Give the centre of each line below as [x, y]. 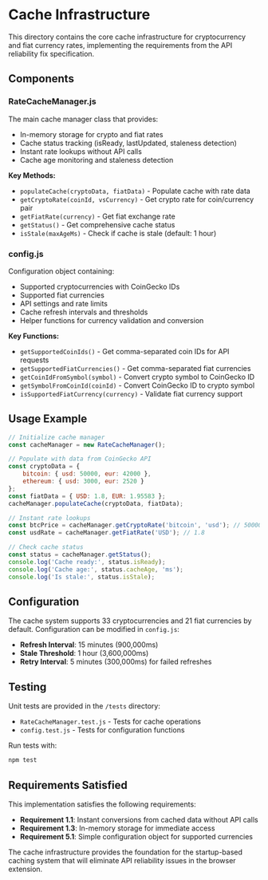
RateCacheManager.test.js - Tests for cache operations [110, 722]
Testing [28, 687]
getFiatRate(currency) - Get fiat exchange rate [97, 216]
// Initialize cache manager [57, 437]
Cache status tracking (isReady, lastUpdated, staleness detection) [128, 143]
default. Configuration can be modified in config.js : [94, 629]
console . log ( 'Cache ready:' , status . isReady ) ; [87, 562]
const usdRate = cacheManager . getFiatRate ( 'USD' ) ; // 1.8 [106, 533]
